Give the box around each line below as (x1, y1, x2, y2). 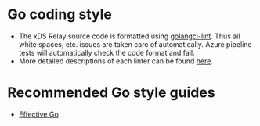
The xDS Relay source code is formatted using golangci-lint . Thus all (18, 31, 240, 41)
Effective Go (18, 110, 60, 119)
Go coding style (7, 5, 113, 23)
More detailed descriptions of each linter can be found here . (18, 56, 213, 66)
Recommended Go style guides (7, 84, 216, 102)
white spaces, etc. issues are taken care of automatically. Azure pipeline (18, 39, 252, 49)
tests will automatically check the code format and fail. (18, 48, 195, 57)
